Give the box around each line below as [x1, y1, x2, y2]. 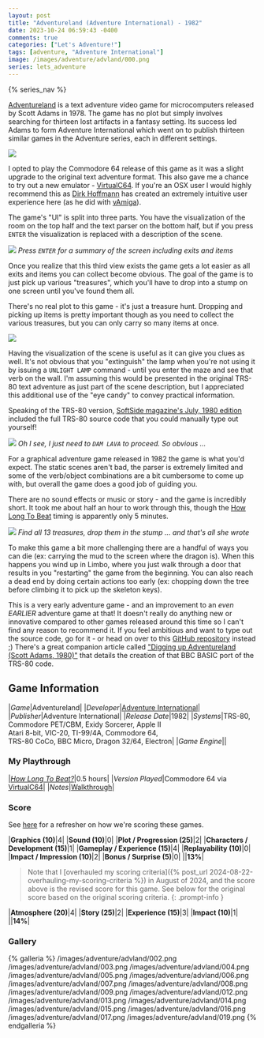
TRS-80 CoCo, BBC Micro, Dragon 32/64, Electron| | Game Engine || [8, 736, 227, 746]
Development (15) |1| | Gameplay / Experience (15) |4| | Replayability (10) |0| [8, 844, 251, 853]
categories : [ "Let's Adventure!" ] [8, 41, 122, 49]
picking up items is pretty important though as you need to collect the [8, 310, 234, 319]
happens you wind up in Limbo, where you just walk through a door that [8, 559, 241, 569]
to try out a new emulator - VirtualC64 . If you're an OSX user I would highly [8, 180, 252, 190]
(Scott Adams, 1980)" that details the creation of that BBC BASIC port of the [8, 650, 255, 660]
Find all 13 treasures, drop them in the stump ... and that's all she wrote [17, 527, 250, 537]
